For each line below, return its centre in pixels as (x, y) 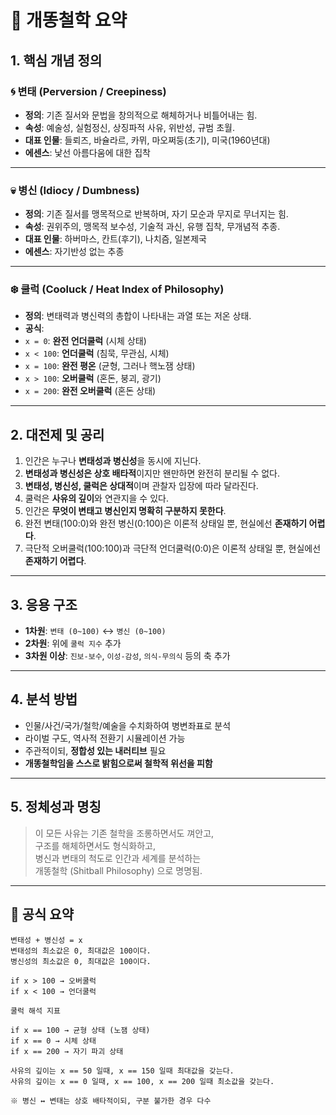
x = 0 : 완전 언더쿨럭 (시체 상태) (85, 341)
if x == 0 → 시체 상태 (53, 1041)
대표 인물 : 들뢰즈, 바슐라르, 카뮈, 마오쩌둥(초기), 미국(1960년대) (147, 140)
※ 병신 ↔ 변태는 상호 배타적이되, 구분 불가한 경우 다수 (111, 1101)
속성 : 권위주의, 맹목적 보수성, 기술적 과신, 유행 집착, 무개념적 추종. (152, 227)
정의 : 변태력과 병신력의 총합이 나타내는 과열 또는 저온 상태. (138, 316)
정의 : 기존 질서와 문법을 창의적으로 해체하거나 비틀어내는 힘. (141, 115)
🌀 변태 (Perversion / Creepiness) (88, 91)
